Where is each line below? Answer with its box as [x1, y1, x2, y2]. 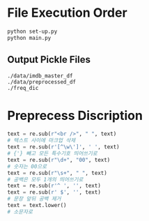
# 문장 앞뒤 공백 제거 [7, 195, 61, 203]
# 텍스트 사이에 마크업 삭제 [7, 137, 76, 144]
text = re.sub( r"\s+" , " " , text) [7, 169, 108, 176]
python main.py [7, 34, 52, 41]
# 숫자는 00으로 [7, 162, 47, 170]
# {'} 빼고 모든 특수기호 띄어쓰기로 [7, 150, 97, 158]
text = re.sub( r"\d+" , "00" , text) [7, 156, 111, 163]
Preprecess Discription [7, 107, 143, 123]
